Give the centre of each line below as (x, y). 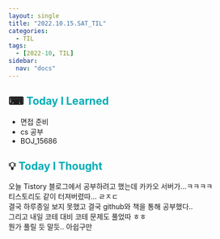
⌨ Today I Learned (59, 101)
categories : (28, 31)
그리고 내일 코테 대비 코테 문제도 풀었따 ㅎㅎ (78, 217)
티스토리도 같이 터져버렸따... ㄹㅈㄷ (63, 197)
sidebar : (23, 61)
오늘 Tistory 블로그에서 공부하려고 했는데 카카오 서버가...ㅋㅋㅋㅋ (110, 187)
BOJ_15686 (38, 140)
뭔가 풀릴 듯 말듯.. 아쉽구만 (51, 227)
